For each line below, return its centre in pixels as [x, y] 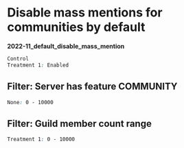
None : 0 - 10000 [30, 102]
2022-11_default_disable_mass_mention [66, 46]
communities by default [76, 27]
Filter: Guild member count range [80, 124]
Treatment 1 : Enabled [38, 65]
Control [18, 59]
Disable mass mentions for [85, 13]
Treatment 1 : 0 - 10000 [41, 139]
